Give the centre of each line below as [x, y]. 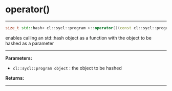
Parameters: [19, 58]
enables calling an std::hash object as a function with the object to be [79, 38]
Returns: [15, 78]
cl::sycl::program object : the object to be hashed [67, 68]
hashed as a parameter [30, 43]
